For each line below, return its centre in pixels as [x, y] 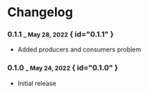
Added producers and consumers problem [79, 49]
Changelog [40, 12]
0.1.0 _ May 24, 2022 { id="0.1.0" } [63, 68]
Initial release [37, 83]
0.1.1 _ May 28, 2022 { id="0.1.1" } [61, 35]
